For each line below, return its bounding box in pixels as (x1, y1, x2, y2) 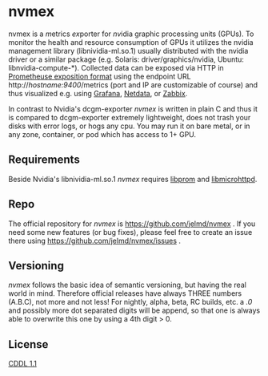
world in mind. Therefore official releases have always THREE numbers (8, 289, 242, 298)
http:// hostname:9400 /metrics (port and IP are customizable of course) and (8, 79, 258, 90)
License (8, 338, 49, 351)
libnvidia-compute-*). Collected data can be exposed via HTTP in (8, 63, 224, 72)
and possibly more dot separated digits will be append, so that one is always (8, 305, 261, 315)
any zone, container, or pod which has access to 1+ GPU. (8, 129, 197, 139)
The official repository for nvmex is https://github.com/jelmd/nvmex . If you (8, 219, 256, 228)
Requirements (8, 153, 80, 167)
